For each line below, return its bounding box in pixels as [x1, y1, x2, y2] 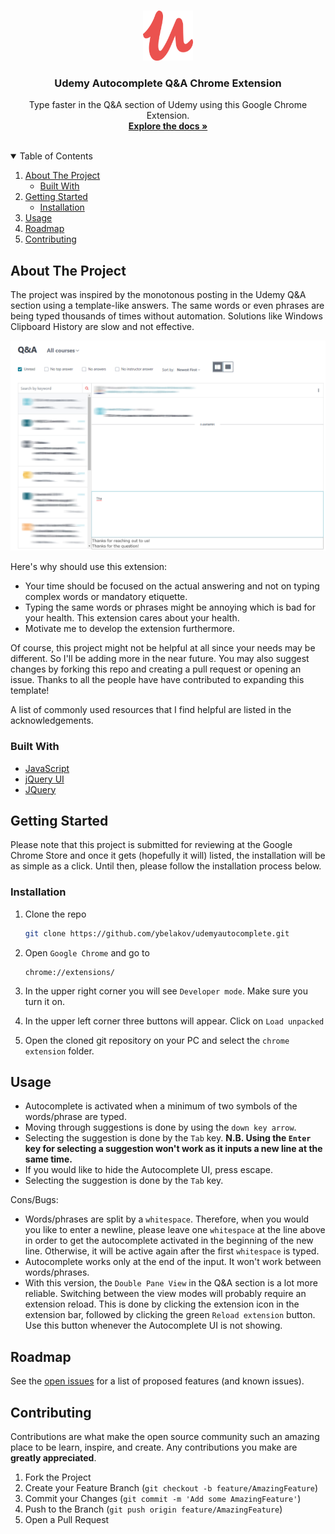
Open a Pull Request [24, 1513, 110, 1525]
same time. [24, 1153, 73, 1165]
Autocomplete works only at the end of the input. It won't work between [24, 1256, 322, 1268]
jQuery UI [24, 773, 65, 785]
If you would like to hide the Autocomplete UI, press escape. [24, 1164, 274, 1176]
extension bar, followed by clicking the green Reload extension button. [24, 1309, 316, 1321]
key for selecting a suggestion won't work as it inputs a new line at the [24, 1143, 323, 1155]
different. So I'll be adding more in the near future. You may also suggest [10, 653, 310, 665]
